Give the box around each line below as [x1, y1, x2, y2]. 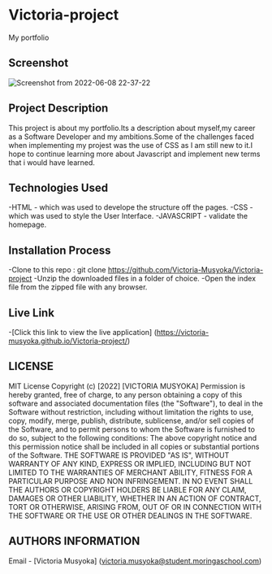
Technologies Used [8, 180, 108, 194]
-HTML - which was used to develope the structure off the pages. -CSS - [8, 202, 253, 212]
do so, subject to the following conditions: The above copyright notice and [8, 433, 257, 442]
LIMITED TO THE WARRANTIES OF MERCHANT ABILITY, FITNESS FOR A [8, 467, 253, 477]
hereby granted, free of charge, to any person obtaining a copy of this [8, 389, 243, 399]
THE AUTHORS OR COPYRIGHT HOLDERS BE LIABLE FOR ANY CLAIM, [8, 485, 247, 494]
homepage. [8, 220, 47, 229]
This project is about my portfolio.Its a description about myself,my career [8, 123, 256, 133]
